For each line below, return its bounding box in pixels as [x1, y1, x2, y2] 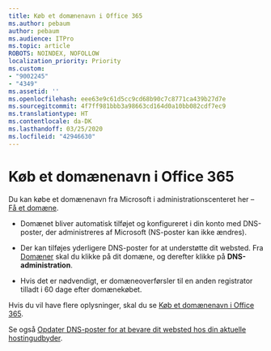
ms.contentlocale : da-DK [8, 118, 92, 126]
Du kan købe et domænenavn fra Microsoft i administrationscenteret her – [8, 194, 255, 203]
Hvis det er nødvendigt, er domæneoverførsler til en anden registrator [19, 276, 253, 285]
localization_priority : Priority [8, 58, 121, 66]
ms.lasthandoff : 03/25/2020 [8, 125, 104, 133]
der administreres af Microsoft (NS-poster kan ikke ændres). [45, 227, 247, 237]
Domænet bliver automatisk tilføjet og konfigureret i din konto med [19, 218, 241, 228]
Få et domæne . [8, 203, 59, 212]
